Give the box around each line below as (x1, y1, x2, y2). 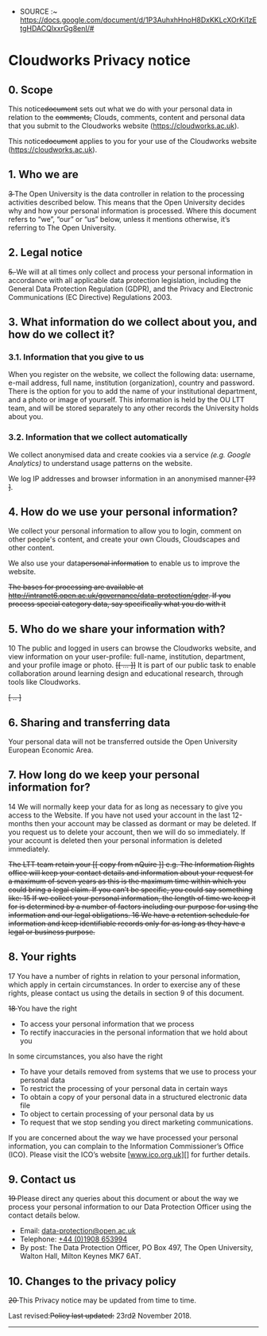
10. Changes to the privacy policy (8, 1274, 176, 1287)
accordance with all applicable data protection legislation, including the (8, 275, 242, 285)
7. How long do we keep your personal (8, 768, 200, 782)
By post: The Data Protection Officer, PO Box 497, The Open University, (19, 1243, 253, 1252)
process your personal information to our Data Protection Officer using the (8, 1202, 252, 1212)
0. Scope (8, 83, 53, 96)
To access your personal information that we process (19, 1019, 195, 1028)
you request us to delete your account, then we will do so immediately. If (8, 827, 246, 837)
